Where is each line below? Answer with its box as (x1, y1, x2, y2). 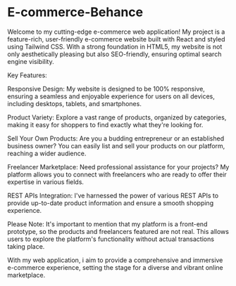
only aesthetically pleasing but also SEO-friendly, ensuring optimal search (7, 50, 222, 58)
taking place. (7, 242, 45, 250)
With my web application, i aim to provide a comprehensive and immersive (7, 256, 223, 264)
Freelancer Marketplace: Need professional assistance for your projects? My (7, 162, 230, 171)
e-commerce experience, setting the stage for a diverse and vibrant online (7, 263, 223, 271)
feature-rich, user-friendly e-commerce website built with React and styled (7, 34, 225, 43)
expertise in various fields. (7, 177, 85, 186)
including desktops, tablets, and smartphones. (7, 99, 142, 108)
